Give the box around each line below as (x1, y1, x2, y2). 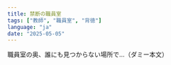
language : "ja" (7, 23, 53, 30)
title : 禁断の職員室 (7, 10, 62, 18)
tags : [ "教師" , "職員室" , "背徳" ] (7, 17, 102, 24)
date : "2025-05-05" (7, 30, 65, 37)
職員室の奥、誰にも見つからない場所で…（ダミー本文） (7, 50, 169, 59)
